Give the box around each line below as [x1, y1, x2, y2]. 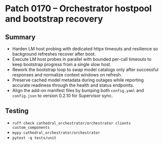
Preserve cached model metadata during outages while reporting [12, 77, 144, 83]
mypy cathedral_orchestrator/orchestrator [12, 130, 100, 135]
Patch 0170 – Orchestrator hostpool [5, 3, 152, 14]
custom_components [12, 125, 50, 130]
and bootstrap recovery [5, 13, 103, 24]
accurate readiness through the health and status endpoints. [12, 82, 135, 88]
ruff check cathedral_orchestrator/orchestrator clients [12, 121, 131, 125]
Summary [5, 33, 36, 41]
